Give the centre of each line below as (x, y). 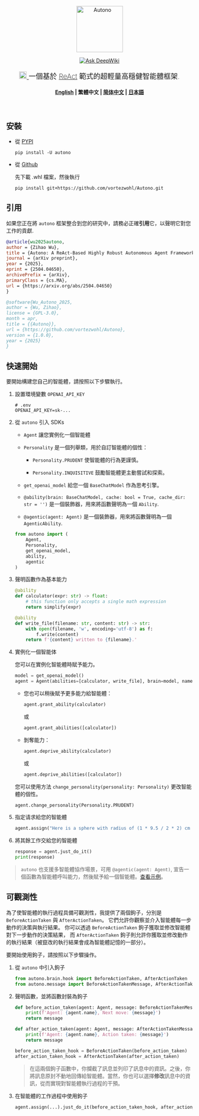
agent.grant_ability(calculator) (65, 705)
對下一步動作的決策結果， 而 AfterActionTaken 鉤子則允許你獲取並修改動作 (97, 935)
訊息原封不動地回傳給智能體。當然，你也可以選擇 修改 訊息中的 (110, 1076)
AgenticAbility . (43, 523)
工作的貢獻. (20, 231)
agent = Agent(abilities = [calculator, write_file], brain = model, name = (105, 682)
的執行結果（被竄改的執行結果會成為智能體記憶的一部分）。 (78, 942)
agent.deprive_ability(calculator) (67, 751)
